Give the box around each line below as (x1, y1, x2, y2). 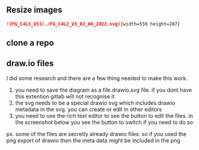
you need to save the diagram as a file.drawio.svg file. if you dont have (15, 86, 192, 94)
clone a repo (6, 38, 55, 48)
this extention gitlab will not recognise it (15, 92, 115, 100)
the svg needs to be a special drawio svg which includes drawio (15, 99, 175, 106)
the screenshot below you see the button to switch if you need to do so (15, 118, 194, 126)
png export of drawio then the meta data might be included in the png (6, 137, 181, 144)
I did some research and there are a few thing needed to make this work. (6, 74, 188, 81)
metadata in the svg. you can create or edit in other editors (15, 106, 162, 113)
